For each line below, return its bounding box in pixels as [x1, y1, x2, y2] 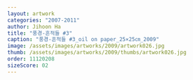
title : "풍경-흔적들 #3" [7, 29, 72, 37]
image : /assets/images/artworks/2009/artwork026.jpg [7, 42, 165, 49]
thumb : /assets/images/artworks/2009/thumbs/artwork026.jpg [7, 49, 187, 56]
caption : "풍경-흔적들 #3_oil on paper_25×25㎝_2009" [7, 36, 159, 43]
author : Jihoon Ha [7, 23, 61, 30]
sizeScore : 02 [7, 62, 49, 69]
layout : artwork [7, 10, 55, 17]
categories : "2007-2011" [7, 17, 80, 24]
